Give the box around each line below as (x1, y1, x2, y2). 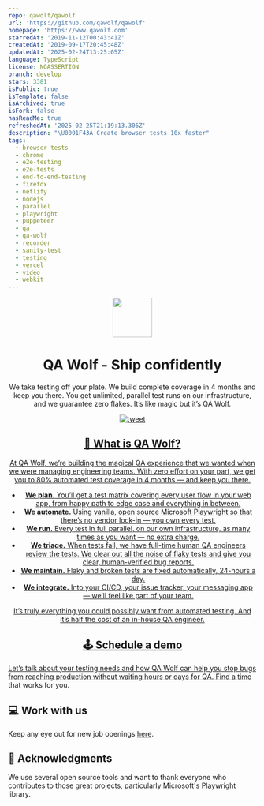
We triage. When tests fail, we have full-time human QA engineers (30, 540, 247, 549)
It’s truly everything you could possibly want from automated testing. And (13, 605, 252, 616)
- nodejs (15, 195, 44, 203)
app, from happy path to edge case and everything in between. (35, 498, 241, 508)
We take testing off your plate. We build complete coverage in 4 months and (9, 382, 256, 392)
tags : (8, 136, 26, 144)
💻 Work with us (8, 704, 88, 718)
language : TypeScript (8, 56, 80, 64)
